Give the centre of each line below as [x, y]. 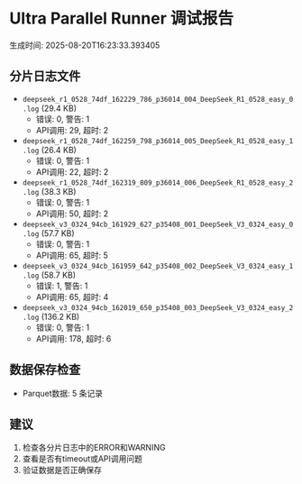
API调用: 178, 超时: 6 [73, 338]
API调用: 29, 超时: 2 [72, 130]
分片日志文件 [45, 76]
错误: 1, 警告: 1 [62, 286]
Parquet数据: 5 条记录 [63, 393]
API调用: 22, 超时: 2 [72, 171]
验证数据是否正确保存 [62, 470]
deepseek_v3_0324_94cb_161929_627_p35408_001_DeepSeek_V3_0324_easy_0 [158, 224]
